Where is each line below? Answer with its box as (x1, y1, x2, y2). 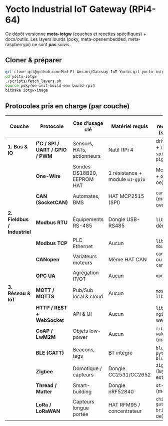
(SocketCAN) (35, 199, 68, 206)
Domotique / (72, 365, 102, 372)
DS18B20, (72, 169, 97, 176)
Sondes (72, 163, 91, 170)
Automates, (72, 192, 100, 199)
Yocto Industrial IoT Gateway (5, 4, 127, 15)
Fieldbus (7, 216, 29, 223)
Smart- (72, 382, 90, 389)
